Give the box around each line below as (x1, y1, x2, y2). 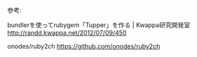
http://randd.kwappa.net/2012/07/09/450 (7, 28, 127, 37)
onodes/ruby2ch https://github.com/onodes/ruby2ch (7, 42, 161, 50)
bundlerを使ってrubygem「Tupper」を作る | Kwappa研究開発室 (7, 21, 191, 29)
